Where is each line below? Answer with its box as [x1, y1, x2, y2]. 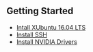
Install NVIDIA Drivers [16, 37, 78, 46]
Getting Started [6, 5, 74, 17]
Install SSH [16, 30, 47, 38]
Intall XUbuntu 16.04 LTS [16, 23, 86, 31]
